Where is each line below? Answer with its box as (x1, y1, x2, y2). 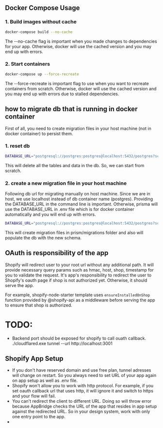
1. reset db (5, 143, 30, 150)
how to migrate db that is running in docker (5, 105, 138, 113)
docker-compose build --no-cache (5, 29, 73, 34)
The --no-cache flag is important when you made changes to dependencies (5, 38, 157, 44)
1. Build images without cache (5, 18, 77, 25)
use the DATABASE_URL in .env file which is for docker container (5, 206, 134, 212)
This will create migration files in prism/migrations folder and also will (5, 229, 144, 235)
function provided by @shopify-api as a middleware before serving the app (5, 297, 155, 303)
